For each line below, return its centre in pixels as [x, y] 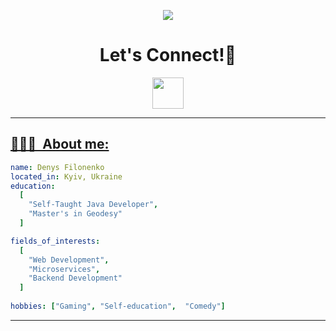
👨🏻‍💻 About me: [60, 144]
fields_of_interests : [55, 241]
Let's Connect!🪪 [168, 55]
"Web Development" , [69, 260]
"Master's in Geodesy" [75, 214]
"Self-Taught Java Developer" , [93, 205]
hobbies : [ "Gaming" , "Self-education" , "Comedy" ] [118, 306]
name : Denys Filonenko [57, 167]
